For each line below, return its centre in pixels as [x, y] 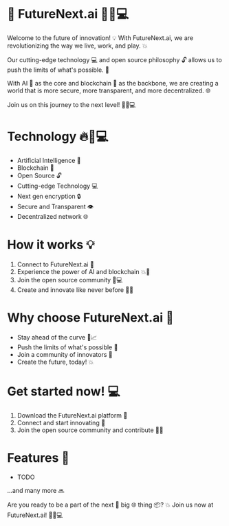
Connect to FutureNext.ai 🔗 [55, 264]
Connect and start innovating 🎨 [61, 422]
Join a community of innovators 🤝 [65, 354]
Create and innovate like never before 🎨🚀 [75, 290]
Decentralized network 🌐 [53, 216]
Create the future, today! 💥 [55, 362]
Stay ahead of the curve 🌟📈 [57, 337]
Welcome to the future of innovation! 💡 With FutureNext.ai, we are [100, 38]
